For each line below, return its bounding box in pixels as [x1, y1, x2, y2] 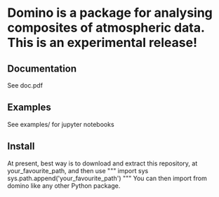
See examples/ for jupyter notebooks [7, 120, 114, 128]
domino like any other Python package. [7, 181, 121, 190]
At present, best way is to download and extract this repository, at [7, 159, 198, 168]
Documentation [7, 62, 77, 74]
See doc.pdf [7, 81, 44, 89]
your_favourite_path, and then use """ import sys [7, 166, 149, 175]
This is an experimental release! [7, 35, 198, 50]
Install [7, 140, 35, 152]
